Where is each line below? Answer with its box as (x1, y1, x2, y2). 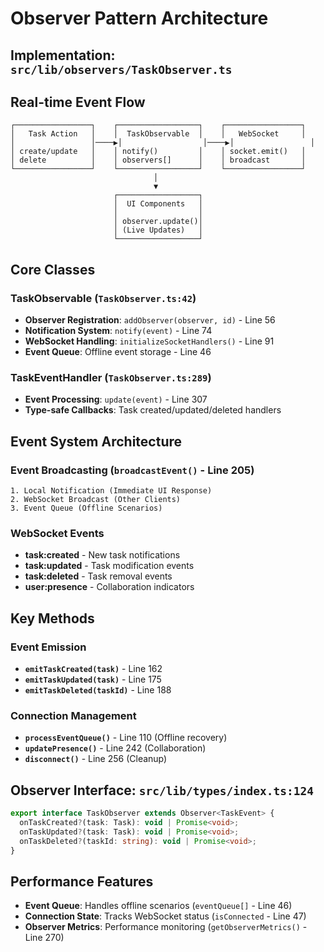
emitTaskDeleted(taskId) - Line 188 (24, 684, 172, 696)
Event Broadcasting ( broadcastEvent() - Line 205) (10, 463, 255, 477)
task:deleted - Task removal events (24, 570, 173, 582)
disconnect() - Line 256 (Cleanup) (24, 753, 168, 765)
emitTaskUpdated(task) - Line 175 (24, 673, 162, 686)
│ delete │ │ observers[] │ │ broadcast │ (10, 155, 307, 166)
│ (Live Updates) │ (113, 225, 203, 236)
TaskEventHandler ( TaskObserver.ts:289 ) (10, 371, 212, 384)
